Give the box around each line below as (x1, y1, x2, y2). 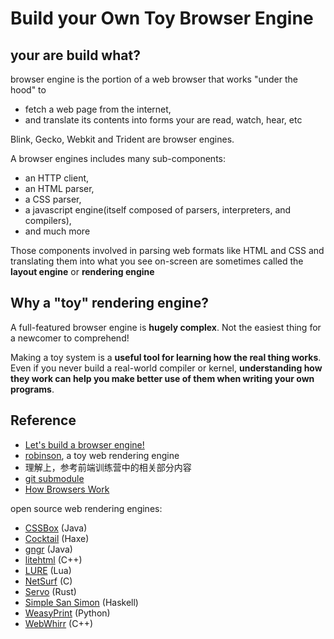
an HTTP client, (24, 172, 90, 184)
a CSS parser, (24, 193, 82, 205)
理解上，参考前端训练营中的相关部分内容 (24, 461, 192, 473)
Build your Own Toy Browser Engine (10, 7, 314, 30)
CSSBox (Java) (24, 522, 88, 534)
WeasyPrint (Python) (24, 607, 111, 619)
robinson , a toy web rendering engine (24, 449, 180, 461)
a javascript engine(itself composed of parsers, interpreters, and (24, 204, 292, 216)
